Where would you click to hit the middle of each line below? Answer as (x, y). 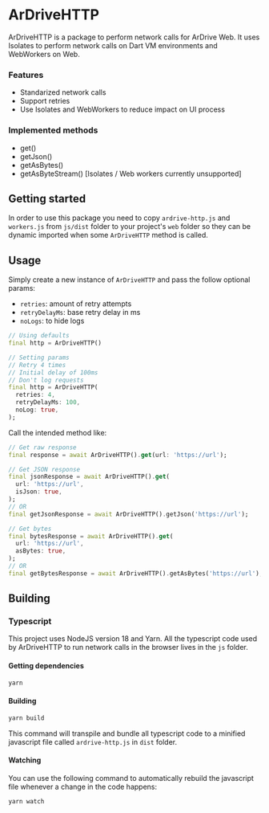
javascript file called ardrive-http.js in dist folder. (93, 742)
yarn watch (26, 801)
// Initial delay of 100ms (53, 372)
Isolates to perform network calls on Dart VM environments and (113, 45)
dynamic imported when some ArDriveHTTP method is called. (108, 235)
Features (26, 75)
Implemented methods (53, 130)
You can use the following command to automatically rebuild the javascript (131, 778)
